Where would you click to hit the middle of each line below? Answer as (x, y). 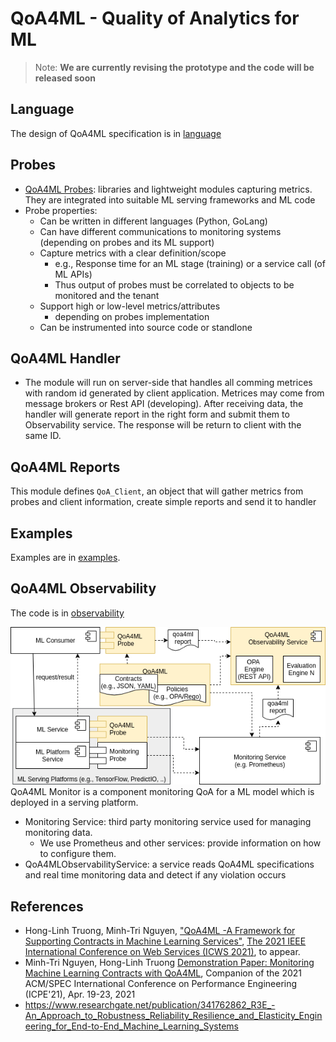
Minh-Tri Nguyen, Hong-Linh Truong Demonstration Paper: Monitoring (169, 963)
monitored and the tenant (107, 295)
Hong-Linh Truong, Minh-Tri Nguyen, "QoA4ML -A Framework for (160, 931)
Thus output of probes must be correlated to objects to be (174, 284)
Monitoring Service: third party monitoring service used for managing (168, 822)
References (47, 906)
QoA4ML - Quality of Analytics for (155, 18)
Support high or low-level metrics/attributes (130, 306)
